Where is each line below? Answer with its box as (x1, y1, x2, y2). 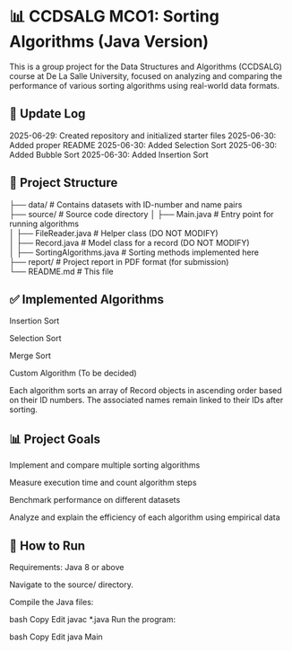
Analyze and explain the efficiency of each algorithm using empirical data (9, 512, 280, 523)
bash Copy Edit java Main (9, 631, 103, 642)
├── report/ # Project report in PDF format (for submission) (9, 256, 229, 267)
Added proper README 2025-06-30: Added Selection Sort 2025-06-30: (9, 139, 278, 150)
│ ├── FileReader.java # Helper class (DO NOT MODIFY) (9, 227, 219, 238)
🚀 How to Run (9, 538, 86, 553)
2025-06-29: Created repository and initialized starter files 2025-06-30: (9, 130, 277, 141)
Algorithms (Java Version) (9, 31, 209, 52)
